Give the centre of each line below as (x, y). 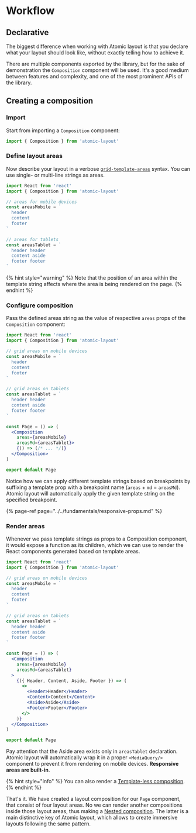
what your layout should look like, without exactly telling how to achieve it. (95, 53)
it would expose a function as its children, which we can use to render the (95, 545)
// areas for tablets (32, 239)
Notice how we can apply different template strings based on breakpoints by (98, 481)
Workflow (30, 11)
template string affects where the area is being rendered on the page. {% (94, 284)
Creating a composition (50, 101)
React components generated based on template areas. (73, 551)
